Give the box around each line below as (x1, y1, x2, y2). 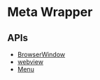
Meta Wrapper (7, 4, 93, 20)
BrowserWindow (17, 50, 66, 58)
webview (17, 58, 44, 66)
